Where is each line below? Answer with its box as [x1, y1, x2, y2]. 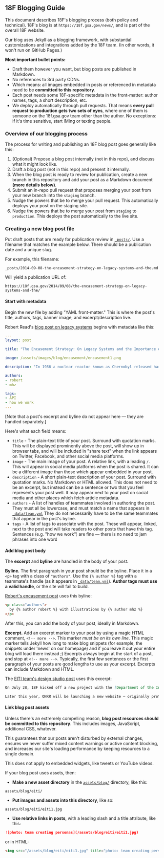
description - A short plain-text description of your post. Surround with [12, 474, 156, 480]
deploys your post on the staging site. [12, 203, 88, 209]
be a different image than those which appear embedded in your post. [12, 469, 153, 475]
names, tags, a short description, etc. [12, 97, 87, 103]
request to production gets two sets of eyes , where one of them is [12, 108, 148, 113]
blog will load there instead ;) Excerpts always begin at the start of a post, [5, 650, 153, 657]
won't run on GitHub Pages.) [5, 47, 62, 53]
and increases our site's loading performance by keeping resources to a [5, 746, 150, 751]
